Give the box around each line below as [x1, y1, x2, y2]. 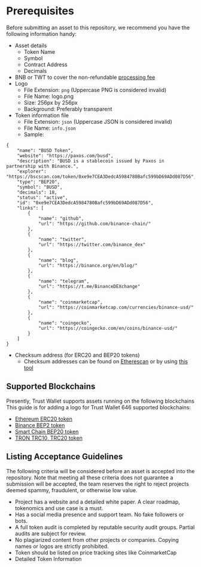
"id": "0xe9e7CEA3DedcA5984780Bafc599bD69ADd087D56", [17, 200, 154, 206]
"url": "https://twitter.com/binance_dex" [38, 241, 146, 247]
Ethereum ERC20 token [14, 415, 73, 422]
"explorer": [17, 168, 47, 174]
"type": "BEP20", [17, 179, 60, 185]
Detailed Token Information [14, 555, 82, 562]
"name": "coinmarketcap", [38, 299, 103, 305]
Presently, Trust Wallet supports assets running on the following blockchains [6, 397, 194, 404]
